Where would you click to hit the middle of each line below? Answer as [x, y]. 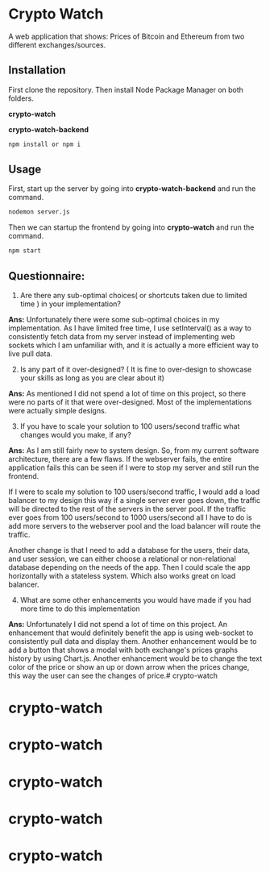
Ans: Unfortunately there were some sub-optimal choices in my [114, 320]
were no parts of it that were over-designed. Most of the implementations [130, 402]
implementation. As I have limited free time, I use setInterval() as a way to [130, 328]
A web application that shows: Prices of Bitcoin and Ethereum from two [127, 36]
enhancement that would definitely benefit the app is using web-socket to [131, 633]
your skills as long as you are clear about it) [92, 378]
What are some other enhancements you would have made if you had [135, 600]
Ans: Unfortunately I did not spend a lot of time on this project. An [118, 624]
